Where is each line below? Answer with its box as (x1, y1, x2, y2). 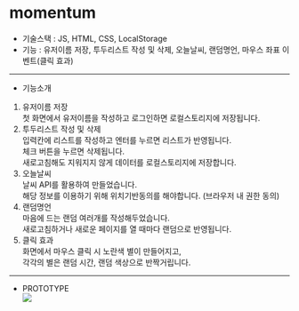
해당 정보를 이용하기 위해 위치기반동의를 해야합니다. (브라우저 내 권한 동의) (21, 190, 280, 201)
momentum (9, 3, 96, 23)
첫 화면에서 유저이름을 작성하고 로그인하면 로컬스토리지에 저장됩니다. (21, 112, 261, 123)
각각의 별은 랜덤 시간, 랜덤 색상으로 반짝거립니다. (21, 257, 191, 267)
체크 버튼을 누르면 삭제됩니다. (21, 146, 125, 156)
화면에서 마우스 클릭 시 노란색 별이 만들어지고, (21, 245, 182, 256)
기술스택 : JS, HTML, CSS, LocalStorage (21, 33, 167, 44)
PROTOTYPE (21, 283, 69, 293)
